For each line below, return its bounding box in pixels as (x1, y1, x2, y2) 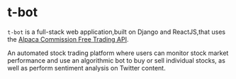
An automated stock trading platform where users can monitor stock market (7, 49, 229, 57)
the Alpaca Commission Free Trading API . (7, 35, 129, 43)
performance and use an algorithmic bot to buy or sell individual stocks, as (7, 56, 225, 64)
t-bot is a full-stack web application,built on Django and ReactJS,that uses (7, 28, 225, 36)
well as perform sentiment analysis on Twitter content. (7, 63, 166, 72)
